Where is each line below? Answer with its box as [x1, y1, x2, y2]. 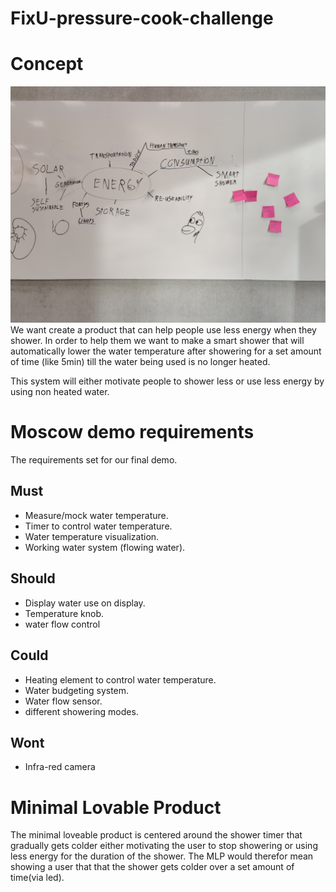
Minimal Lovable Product [10, 796, 222, 819]
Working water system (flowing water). [24, 541, 186, 553]
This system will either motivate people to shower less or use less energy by [10, 375, 325, 387]
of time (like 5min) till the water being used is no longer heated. [10, 356, 271, 368]
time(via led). [10, 872, 65, 884]
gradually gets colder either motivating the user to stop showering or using [10, 840, 318, 852]
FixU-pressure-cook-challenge [10, 7, 274, 30]
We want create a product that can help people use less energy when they [10, 324, 317, 336]
